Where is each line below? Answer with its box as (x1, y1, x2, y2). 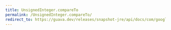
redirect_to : (5, 17, 33, 22)
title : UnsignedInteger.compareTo (5, 7, 79, 13)
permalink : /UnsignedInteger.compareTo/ (5, 12, 93, 17)
